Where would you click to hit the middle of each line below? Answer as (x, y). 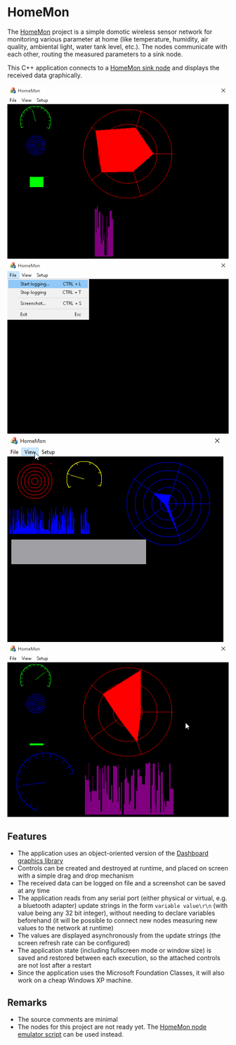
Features (27, 836)
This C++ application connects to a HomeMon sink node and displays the (113, 68)
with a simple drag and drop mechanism (76, 876)
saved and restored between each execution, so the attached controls (119, 958)
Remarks (27, 1002)
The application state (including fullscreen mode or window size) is (114, 951)
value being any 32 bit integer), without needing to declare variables (116, 913)
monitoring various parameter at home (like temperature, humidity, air (108, 39)
